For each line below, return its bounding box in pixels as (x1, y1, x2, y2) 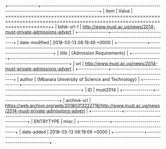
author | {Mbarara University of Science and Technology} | (19, 76, 140, 82)
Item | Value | (106, 8, 133, 14)
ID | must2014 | (87, 87, 119, 93)
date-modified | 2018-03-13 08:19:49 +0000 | (19, 40, 113, 45)
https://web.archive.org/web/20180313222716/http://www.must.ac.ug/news (5, 102, 160, 108)
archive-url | (65, 98, 91, 103)
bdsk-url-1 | (57, 24, 82, 30)
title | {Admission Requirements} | (59, 50, 129, 56)
